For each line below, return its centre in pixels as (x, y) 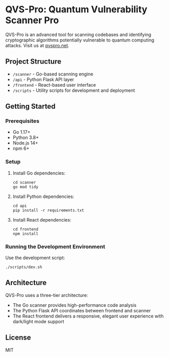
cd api (20, 206)
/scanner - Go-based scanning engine (53, 74)
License (18, 338)
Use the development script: (35, 258)
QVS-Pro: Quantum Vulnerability (76, 9)
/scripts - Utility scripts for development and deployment (74, 90)
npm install (25, 234)
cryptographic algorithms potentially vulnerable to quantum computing (80, 40)
